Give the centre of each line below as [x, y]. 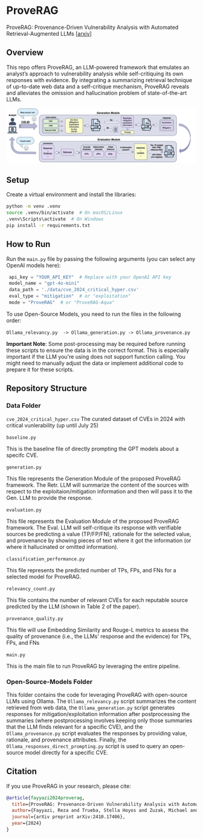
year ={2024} [27, 824]
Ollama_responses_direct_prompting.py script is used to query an [88, 746]
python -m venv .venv [34, 206]
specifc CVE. [22, 455]
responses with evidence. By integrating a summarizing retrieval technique [99, 80]
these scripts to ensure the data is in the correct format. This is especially [98, 350]
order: [14, 320]
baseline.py [21, 437]
